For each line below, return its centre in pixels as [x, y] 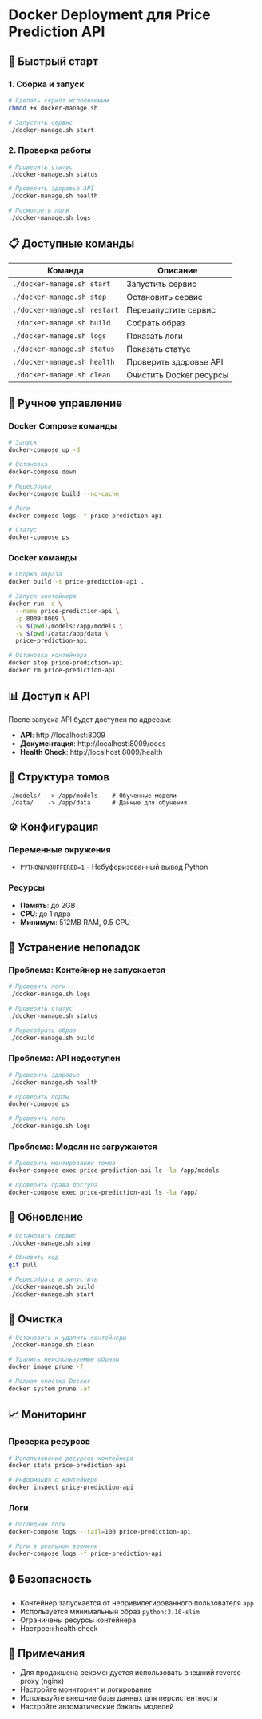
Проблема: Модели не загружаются [83, 1147]
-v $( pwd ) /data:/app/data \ [62, 633]
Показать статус [159, 349]
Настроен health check [59, 1628]
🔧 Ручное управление [65, 403]
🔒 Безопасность [50, 1579]
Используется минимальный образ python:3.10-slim [109, 1611]
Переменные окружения [60, 849]
